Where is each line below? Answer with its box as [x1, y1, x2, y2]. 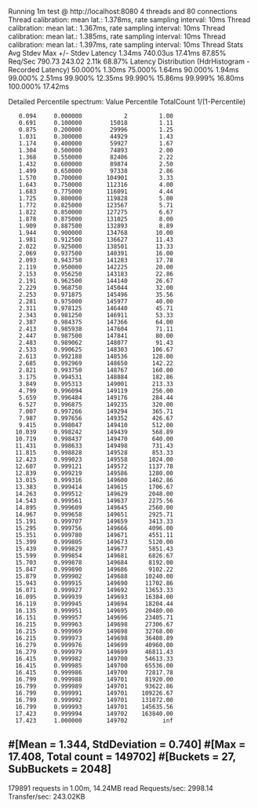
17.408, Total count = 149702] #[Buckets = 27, [8, 750, 237, 764]
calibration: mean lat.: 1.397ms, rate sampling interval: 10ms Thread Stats [8, 40, 244, 49]
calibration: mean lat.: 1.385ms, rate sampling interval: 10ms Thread [8, 31, 226, 41]
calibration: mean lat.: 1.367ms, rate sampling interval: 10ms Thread [8, 24, 226, 32]
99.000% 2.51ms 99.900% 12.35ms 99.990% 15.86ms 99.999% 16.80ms [8, 74, 245, 82]
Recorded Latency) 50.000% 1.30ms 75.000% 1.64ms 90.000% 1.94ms [8, 65, 239, 74]
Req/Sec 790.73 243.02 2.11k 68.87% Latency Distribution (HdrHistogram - [8, 57, 250, 66]
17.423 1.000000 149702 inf [15, 717, 174, 725]
